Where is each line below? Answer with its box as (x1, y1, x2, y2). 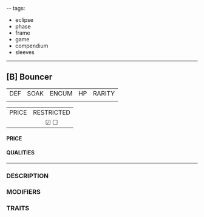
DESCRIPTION (6, 171, 49, 180)
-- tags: (6, 5, 25, 12)
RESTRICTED (33, 108, 71, 117)
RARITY (93, 89, 115, 97)
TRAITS (6, 204, 30, 213)
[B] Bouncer (6, 72, 53, 82)
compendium (15, 42, 49, 49)
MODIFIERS (6, 188, 41, 196)
